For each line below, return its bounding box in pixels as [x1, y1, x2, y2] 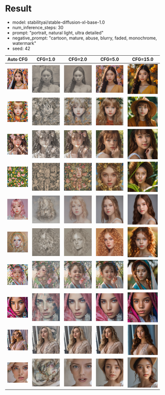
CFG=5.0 [100, 56, 119, 62]
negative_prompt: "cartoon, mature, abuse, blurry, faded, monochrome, [12, 35, 157, 41]
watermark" [12, 40, 37, 46]
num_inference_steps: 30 [12, 24, 64, 30]
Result [5, 3, 32, 14]
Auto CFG [7, 56, 28, 62]
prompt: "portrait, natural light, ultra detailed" [12, 30, 104, 36]
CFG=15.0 [132, 56, 154, 62]
